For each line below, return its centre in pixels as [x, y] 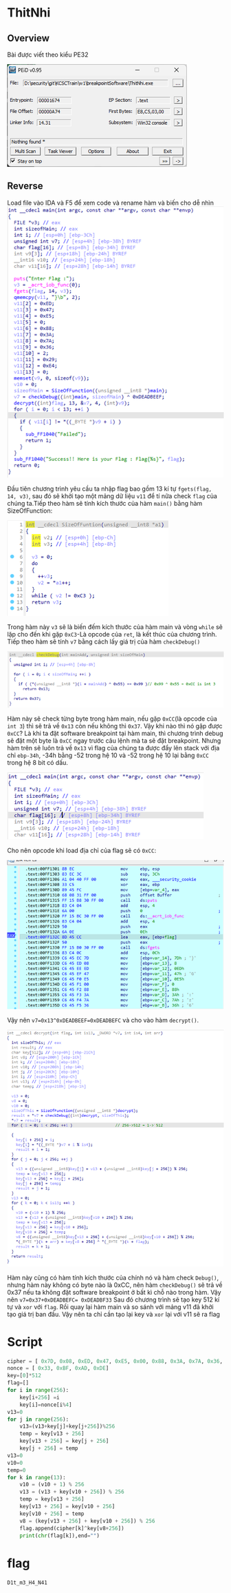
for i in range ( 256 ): [38, 1390]
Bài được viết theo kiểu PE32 [48, 54]
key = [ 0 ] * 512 [24, 1376]
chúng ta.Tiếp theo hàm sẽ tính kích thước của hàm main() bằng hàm [105, 504]
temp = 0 [16, 1470]
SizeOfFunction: [30, 511]
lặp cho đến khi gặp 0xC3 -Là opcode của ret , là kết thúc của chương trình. [112, 635]
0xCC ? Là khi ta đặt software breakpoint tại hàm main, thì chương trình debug [115, 733]
